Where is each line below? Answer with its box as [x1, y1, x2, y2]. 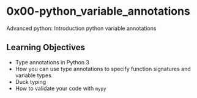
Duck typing [15, 78, 46, 85]
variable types [15, 72, 52, 79]
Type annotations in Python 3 [15, 58, 90, 66]
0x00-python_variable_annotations [6, 4, 191, 18]
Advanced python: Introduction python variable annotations [6, 24, 157, 32]
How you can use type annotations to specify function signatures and [15, 65, 191, 72]
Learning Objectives [6, 42, 86, 53]
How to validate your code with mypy [15, 85, 106, 92]
